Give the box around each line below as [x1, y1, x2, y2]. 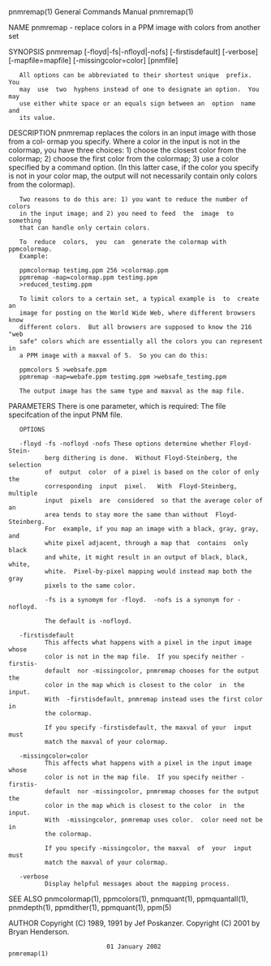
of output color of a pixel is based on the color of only [44, 468, 260, 476]
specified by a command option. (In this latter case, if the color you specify [8, 162, 260, 172]
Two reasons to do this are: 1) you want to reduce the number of [19, 195, 249, 204]
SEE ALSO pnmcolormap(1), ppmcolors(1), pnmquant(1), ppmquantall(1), [8, 894, 249, 904]
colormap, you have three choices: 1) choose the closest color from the [8, 145, 247, 155]
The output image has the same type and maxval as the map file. [19, 387, 245, 395]
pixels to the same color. [44, 582, 136, 590]
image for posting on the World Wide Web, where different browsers [19, 309, 256, 317]
